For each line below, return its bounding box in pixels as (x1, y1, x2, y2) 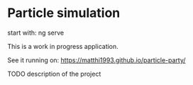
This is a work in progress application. (7, 42, 118, 50)
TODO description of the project (7, 69, 101, 78)
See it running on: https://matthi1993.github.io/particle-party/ (7, 55, 186, 64)
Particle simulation (7, 5, 121, 21)
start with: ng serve (7, 28, 65, 37)
